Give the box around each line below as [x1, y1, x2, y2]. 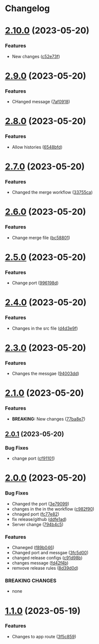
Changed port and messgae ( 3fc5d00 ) [12, 550, 89, 556]
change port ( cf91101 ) [12, 455, 55, 461]
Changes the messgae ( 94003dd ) [12, 370, 79, 376]
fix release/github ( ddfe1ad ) [12, 516, 67, 522]
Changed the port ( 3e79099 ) [12, 500, 70, 507]
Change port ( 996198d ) [12, 280, 59, 286]
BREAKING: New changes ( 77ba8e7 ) [12, 416, 86, 422]
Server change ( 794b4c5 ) [12, 521, 64, 527]
